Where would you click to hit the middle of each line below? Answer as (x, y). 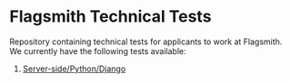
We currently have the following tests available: (98, 51)
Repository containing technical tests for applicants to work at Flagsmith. (146, 41)
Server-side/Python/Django (74, 69)
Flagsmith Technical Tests (110, 17)
